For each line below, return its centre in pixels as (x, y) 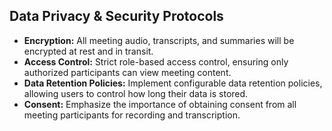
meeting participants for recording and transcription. (132, 115)
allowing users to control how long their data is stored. (136, 93)
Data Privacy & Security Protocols (116, 16)
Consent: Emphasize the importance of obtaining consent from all (160, 104)
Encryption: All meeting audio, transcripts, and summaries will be (159, 40)
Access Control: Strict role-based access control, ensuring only (156, 61)
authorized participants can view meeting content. (127, 72)
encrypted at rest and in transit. (88, 51)
